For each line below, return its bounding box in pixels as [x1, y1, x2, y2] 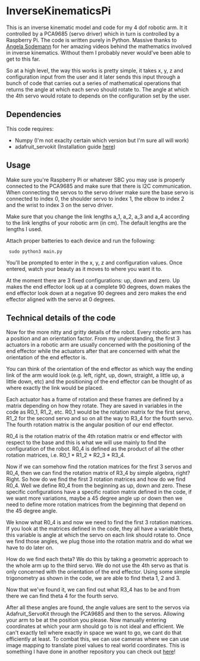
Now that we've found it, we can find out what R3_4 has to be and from [6, 586, 180, 593]
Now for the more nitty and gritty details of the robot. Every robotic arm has [6, 329, 192, 336]
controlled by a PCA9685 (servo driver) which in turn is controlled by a [6, 30, 180, 37]
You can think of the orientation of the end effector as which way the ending [6, 366, 193, 373]
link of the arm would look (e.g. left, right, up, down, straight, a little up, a [6, 372, 185, 379]
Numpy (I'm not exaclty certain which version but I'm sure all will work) [14, 137, 189, 144]
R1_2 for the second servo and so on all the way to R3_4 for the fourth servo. [6, 415, 194, 422]
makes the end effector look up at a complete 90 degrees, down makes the [6, 283, 190, 290]
